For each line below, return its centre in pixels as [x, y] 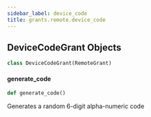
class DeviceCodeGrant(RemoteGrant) [59, 63]
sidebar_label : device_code [47, 13]
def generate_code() [37, 93]
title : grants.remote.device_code [57, 20]
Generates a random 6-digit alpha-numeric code [76, 106]
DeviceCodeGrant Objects [64, 48]
